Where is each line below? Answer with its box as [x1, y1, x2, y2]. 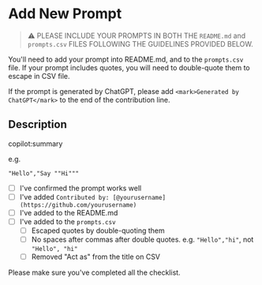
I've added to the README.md [19, 208, 118, 217]
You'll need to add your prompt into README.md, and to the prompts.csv [8, 54, 244, 64]
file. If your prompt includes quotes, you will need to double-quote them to [8, 62, 250, 72]
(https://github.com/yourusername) [19, 201, 137, 209]
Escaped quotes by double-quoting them [31, 226, 166, 235]
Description [8, 118, 67, 131]
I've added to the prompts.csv [19, 216, 116, 226]
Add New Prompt [8, 5, 122, 23]
